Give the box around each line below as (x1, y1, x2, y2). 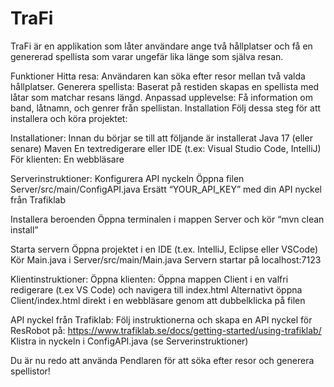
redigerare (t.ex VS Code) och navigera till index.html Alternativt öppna (10, 283, 303, 296)
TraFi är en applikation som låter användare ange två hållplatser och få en (10, 40, 313, 52)
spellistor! (10, 365, 51, 377)
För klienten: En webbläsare (10, 153, 125, 165)
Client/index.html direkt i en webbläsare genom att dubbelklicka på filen (10, 294, 306, 306)
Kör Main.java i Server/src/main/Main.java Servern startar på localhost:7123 (10, 253, 322, 266)
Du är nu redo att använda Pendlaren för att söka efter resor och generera (10, 354, 315, 366)
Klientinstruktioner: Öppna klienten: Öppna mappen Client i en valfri (10, 273, 289, 285)
